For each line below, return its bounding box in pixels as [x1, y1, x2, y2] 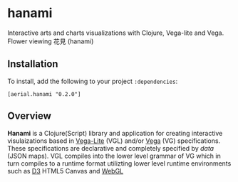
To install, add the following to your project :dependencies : [7, 77, 178, 85]
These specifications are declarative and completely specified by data [7, 144, 214, 152]
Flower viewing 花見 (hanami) [7, 37, 94, 45]
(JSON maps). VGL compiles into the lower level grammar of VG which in [7, 151, 221, 160]
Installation [7, 58, 58, 70]
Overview [7, 110, 52, 122]
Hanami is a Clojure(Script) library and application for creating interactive [7, 129, 223, 137]
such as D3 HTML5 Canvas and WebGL [7, 166, 124, 175]
